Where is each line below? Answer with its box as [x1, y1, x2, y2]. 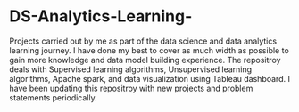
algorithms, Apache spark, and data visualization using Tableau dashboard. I [9, 73, 290, 84]
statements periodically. [9, 92, 97, 103]
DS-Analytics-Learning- [9, 6, 193, 27]
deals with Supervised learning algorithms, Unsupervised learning [9, 64, 253, 75]
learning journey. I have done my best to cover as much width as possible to [9, 44, 290, 55]
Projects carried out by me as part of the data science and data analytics [9, 36, 278, 46]
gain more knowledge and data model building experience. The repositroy [9, 54, 281, 65]
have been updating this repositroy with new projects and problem [9, 83, 253, 93]
